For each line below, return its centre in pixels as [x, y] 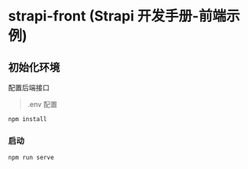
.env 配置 [42, 104]
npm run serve [31, 158]
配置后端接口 [29, 88]
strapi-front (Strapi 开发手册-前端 [117, 16]
